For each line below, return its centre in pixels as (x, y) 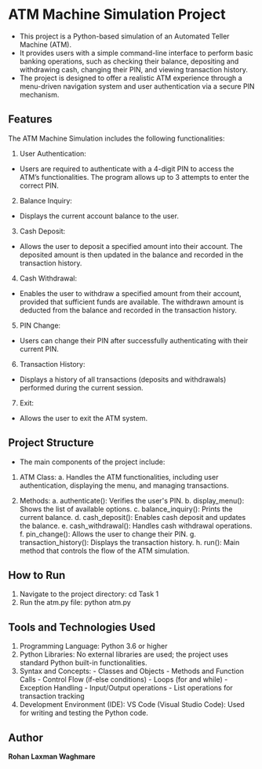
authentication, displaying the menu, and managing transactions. (124, 485)
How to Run (37, 575)
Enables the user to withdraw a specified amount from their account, (130, 293)
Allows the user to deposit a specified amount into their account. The (131, 246)
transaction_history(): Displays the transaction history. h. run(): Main (129, 542)
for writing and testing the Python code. (84, 713)
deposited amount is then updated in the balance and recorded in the (131, 255)
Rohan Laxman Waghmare (52, 756)
